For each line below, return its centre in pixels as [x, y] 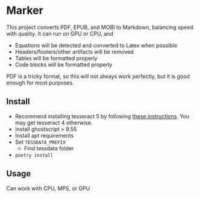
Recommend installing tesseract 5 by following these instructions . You [102, 116]
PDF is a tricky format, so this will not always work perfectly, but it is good [98, 76]
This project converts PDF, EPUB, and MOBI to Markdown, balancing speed [100, 27]
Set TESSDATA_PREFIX [40, 142]
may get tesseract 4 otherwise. [54, 123]
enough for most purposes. [40, 83]
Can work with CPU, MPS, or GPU [48, 188]
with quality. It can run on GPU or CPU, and [60, 33]
